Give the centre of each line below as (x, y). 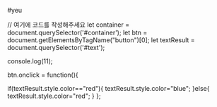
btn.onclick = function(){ (43, 75)
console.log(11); (30, 61)
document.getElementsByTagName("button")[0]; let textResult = (101, 40)
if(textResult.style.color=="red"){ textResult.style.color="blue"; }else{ (108, 88)
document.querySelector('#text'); (56, 48)
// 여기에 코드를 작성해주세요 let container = (68, 25)
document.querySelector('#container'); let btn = (77, 32)
